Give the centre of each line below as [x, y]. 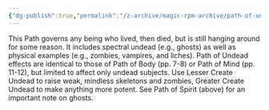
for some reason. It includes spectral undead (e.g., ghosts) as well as [122, 47]
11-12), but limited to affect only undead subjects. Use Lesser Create [121, 72]
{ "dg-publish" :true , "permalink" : [64, 16]
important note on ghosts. [51, 97]
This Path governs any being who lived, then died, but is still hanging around [134, 38]
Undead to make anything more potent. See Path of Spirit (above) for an [127, 89]
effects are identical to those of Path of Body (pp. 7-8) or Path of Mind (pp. [132, 64]
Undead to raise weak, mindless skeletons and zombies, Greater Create [126, 81]
